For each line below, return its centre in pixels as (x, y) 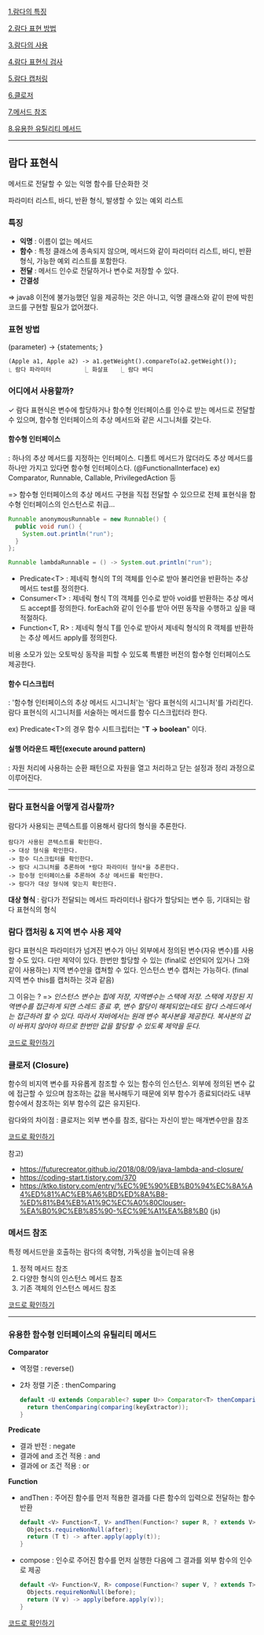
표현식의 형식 (37, 909)
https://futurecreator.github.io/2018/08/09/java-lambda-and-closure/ (131, 1169)
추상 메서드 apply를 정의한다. (73, 638)
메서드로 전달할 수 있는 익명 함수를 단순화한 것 (79, 183)
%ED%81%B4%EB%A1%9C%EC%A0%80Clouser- (103, 1203)
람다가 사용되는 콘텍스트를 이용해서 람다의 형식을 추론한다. (97, 825)
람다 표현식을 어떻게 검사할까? (62, 807)
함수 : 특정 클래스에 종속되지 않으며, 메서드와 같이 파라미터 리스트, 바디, (128, 251)
